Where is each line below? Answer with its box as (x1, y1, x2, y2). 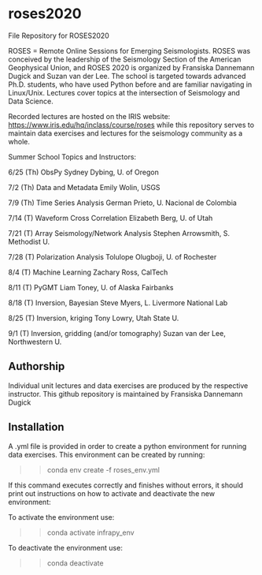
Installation (8, 420, 65, 434)
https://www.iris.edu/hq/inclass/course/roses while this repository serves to (8, 120, 254, 129)
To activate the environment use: (8, 512, 115, 521)
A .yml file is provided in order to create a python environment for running (8, 441, 247, 450)
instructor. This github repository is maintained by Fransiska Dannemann (8, 389, 243, 398)
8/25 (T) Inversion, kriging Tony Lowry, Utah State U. (8, 313, 179, 323)
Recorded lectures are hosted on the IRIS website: (8, 111, 171, 121)
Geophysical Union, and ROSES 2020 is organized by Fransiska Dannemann (8, 62, 255, 72)
